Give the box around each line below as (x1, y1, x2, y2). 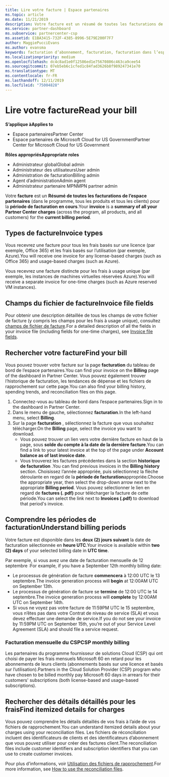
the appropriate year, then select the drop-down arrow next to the (20, 479, 157, 485)
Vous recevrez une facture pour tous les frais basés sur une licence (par (5, 242, 155, 248)
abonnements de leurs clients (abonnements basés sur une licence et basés (5, 661, 163, 667)
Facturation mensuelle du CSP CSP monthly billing (5, 638, 130, 645)
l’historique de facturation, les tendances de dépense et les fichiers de (5, 378, 151, 384)
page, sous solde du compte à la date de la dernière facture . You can (20, 442, 164, 448)
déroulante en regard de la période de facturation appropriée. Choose (20, 474, 164, 480)
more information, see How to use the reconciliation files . (5, 766, 124, 772)
